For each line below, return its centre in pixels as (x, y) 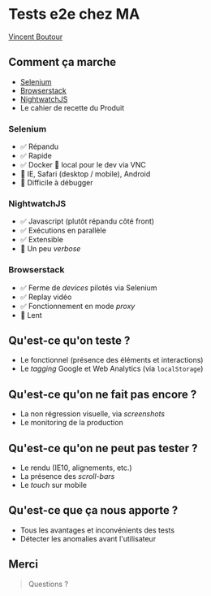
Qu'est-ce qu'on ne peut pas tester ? (103, 448)
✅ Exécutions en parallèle (63, 231)
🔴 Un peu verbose (50, 249)
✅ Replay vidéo (46, 297)
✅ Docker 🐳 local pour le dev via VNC (83, 165)
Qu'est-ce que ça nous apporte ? (93, 510)
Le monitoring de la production (71, 423)
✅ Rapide (36, 156)
